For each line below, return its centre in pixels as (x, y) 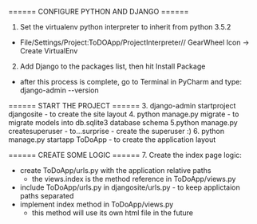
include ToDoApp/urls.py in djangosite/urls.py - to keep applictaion (130, 187)
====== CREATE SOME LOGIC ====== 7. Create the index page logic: (125, 155)
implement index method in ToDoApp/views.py (97, 204)
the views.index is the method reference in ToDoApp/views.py (134, 179)
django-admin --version (59, 90)
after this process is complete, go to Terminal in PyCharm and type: (130, 82)
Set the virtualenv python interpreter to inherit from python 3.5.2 (125, 27)
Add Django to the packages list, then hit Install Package (113, 66)
